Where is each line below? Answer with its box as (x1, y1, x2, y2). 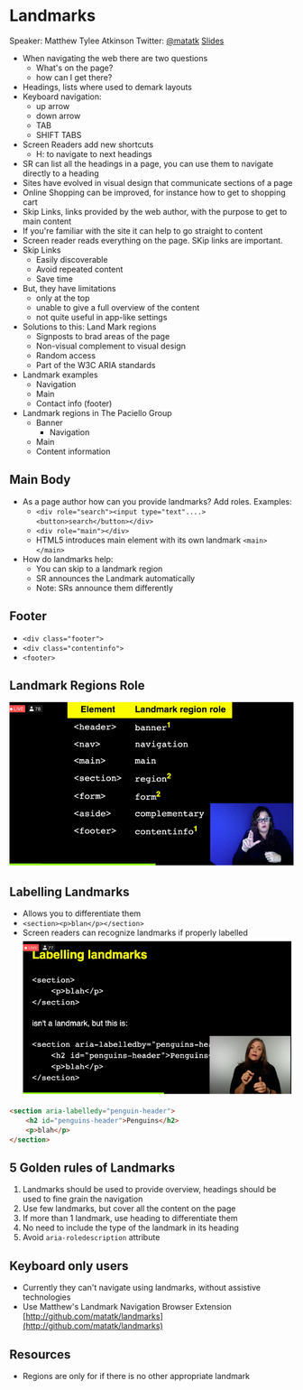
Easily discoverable (35, 254, 108, 264)
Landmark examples (22, 369, 98, 380)
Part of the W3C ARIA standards (35, 359, 156, 370)
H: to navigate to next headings (35, 148, 152, 159)
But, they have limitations (22, 283, 116, 293)
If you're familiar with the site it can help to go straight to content (22, 225, 263, 236)
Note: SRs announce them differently (35, 582, 174, 593)
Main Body (9, 472, 71, 487)
